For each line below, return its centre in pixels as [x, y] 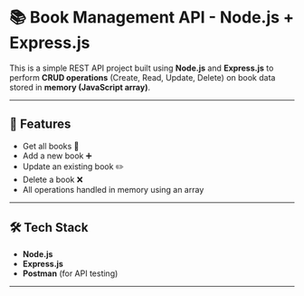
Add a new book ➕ [57, 156]
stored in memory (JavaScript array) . [80, 87]
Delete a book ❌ [52, 179]
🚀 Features [40, 124]
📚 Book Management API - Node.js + [152, 18]
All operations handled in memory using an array [113, 189]
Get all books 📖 [51, 146]
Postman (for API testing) [70, 273]
